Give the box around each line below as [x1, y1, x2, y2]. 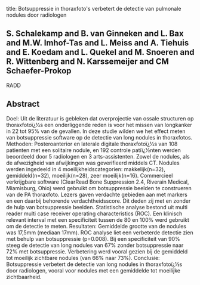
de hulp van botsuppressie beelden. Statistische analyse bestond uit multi [6, 203, 188, 210]
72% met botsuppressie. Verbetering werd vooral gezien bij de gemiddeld [6, 247, 188, 255]
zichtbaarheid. [6, 273, 42, 280]
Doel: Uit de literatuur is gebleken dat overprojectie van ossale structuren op [6, 114, 194, 122]
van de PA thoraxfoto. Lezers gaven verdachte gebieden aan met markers [6, 191, 188, 198]
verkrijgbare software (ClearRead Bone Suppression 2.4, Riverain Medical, [6, 178, 189, 185]
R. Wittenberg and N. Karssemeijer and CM [6, 57, 169, 67]
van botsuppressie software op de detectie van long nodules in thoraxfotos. [6, 134, 193, 141]
